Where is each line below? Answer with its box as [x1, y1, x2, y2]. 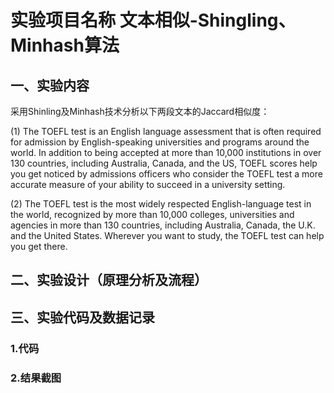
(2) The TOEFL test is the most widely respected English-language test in [10, 198, 312, 210]
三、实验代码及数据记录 [10, 309, 155, 326]
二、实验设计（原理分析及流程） [10, 272, 208, 289]
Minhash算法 [10, 34, 120, 57]
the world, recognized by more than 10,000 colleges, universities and [10, 209, 295, 220]
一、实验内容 [10, 77, 90, 94]
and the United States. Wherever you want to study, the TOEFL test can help [10, 230, 325, 241]
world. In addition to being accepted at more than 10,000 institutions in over [10, 147, 322, 158]
